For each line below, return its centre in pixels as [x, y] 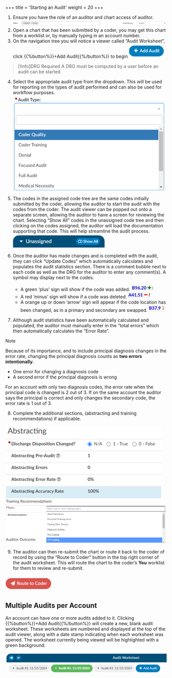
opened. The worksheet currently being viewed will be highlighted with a [82, 640]
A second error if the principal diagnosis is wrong [65, 377]
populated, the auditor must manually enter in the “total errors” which [86, 326]
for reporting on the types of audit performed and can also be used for [87, 87]
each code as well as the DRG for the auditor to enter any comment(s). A [89, 272]
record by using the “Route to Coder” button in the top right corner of [86, 557]
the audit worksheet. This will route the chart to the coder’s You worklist [89, 563]
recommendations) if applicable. [47, 419]
